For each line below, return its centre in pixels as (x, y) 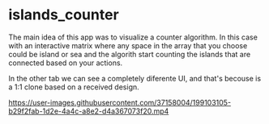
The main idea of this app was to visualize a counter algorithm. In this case (133, 37)
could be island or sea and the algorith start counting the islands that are (130, 54)
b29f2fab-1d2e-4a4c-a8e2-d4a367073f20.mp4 (89, 111)
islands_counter (64, 15)
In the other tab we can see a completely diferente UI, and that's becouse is (135, 78)
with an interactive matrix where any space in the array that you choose (128, 45)
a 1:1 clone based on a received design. (74, 87)
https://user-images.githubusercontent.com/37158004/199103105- (120, 102)
